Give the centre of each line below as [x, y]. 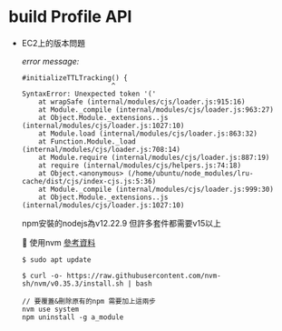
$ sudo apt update [56, 260]
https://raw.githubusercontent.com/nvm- [144, 276]
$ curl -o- [42, 276]
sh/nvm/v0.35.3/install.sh [73, 284]
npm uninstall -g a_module [73, 317]
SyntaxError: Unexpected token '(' [89, 94]
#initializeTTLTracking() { [74, 78]
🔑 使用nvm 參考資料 [58, 242]
